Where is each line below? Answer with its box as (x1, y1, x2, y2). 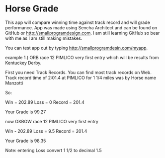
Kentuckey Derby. (5, 60, 42, 66)
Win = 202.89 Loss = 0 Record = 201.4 (5, 99, 84, 105)
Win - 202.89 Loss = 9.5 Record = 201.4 (5, 128, 87, 134)
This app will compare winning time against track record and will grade (5, 19, 150, 25)
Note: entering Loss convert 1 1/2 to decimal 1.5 (5, 147, 102, 153)
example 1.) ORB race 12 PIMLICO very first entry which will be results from (5, 54, 159, 60)
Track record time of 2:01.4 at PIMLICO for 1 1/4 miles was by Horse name (5, 75, 157, 80)
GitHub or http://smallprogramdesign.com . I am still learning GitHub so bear (5, 30, 160, 36)
